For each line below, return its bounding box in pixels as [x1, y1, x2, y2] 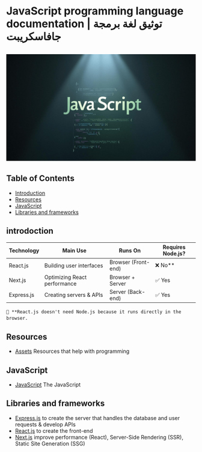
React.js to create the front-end [14, 427, 93, 434]
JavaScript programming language [6, 4, 184, 18]
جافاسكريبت [6, 30, 61, 43]
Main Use [62, 246, 87, 254]
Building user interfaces [44, 261, 103, 269]
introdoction [6, 226, 54, 236]
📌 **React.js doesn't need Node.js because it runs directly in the [6, 309, 182, 315]
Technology [8, 246, 40, 254]
